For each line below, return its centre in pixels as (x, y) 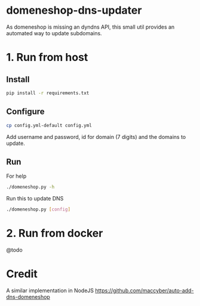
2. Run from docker (55, 234)
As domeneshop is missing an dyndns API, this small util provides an (90, 27)
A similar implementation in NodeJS (50, 290)
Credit (22, 274)
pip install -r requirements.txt (48, 93)
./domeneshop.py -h (30, 187)
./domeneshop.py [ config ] (38, 209)
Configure (25, 112)
